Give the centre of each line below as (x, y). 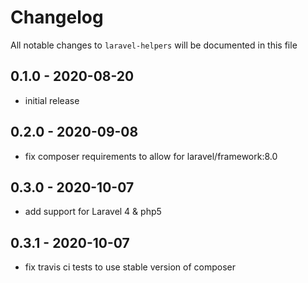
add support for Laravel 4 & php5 (93, 212)
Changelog (57, 17)
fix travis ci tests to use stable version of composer (130, 267)
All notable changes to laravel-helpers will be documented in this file (154, 45)
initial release (52, 100)
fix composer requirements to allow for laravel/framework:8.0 (151, 156)
